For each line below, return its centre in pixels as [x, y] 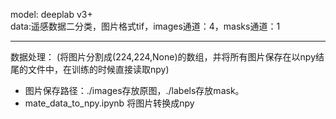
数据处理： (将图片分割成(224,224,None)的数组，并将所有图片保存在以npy [163, 57]
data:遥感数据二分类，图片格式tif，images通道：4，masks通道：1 [145, 26]
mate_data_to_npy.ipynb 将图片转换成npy [109, 103]
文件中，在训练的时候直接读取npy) [98, 69]
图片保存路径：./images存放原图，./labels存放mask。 [134, 90]
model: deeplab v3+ [51, 14]
